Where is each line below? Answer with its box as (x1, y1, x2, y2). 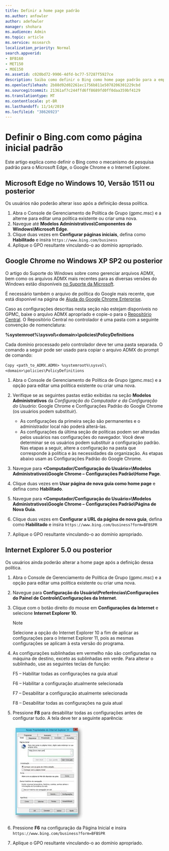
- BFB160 (5, 56, 24, 61)
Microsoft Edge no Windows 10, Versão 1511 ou (5, 179, 155, 188)
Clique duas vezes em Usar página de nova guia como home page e (12, 480, 156, 486)
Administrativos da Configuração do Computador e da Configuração (12, 398, 157, 404)
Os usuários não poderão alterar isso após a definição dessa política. (5, 200, 149, 206)
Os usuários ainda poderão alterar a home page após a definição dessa (5, 559, 153, 565)
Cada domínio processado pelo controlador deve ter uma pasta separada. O (5, 341, 163, 348)
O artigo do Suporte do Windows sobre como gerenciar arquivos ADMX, (5, 270, 155, 276)
